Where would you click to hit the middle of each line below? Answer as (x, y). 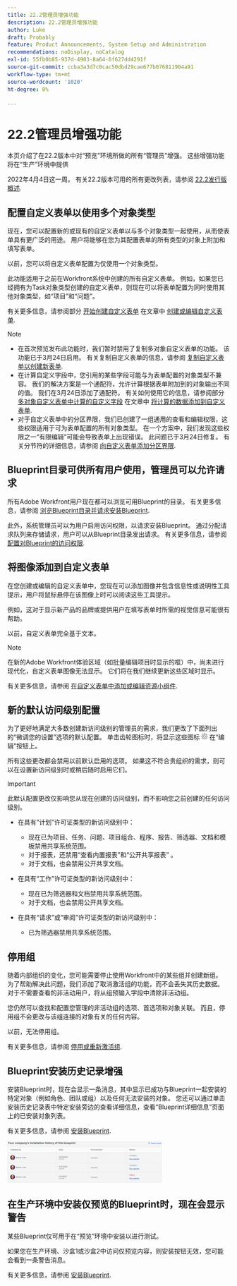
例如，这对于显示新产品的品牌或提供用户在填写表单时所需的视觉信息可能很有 (119, 609)
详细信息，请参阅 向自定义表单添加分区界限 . (112, 445)
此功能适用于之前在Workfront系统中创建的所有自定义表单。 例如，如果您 (113, 278)
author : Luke (26, 30)
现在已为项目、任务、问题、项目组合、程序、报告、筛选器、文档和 (124, 837)
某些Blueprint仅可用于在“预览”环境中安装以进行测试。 (85, 1236)
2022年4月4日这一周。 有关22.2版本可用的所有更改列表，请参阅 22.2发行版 (117, 179)
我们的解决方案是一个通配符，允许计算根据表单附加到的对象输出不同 (130, 384)
